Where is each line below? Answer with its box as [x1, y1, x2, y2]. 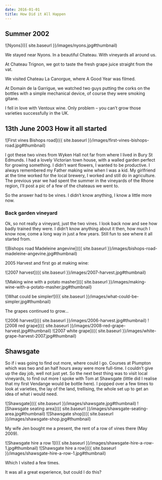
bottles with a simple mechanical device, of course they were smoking [5, 90, 145, 96]
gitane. [5, 96, 19, 102]
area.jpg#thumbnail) [5, 411, 45, 417]
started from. [5, 236, 31, 242]
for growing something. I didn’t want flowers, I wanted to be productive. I [5, 162, 150, 168]
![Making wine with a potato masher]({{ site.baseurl [5, 279, 108, 285]
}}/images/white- [122, 328, 157, 334]
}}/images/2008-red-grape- [70, 323, 126, 329]
